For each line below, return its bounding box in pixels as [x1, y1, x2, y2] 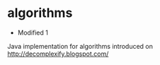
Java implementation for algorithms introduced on [7, 42, 154, 50]
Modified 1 [17, 28, 48, 37]
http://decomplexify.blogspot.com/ [7, 49, 109, 58]
